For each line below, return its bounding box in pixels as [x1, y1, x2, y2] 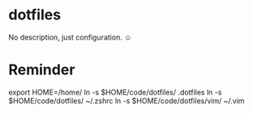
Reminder [8, 61, 75, 79]
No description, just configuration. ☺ [8, 32, 132, 42]
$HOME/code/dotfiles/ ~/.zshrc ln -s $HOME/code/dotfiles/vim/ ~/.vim [8, 95, 245, 106]
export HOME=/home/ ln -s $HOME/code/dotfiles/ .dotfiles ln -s [8, 87, 222, 97]
